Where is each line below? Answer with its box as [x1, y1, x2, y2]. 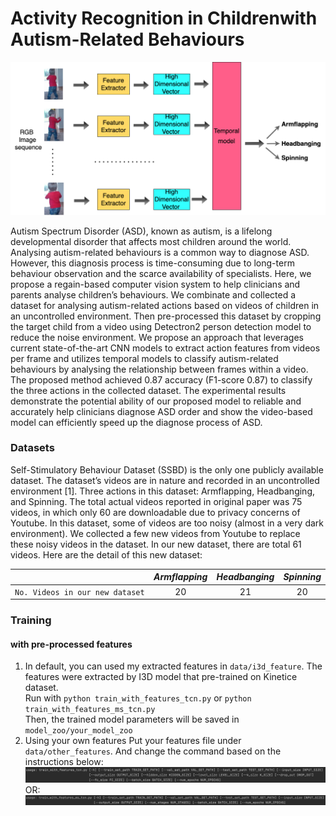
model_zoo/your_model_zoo [24, 726, 133, 736]
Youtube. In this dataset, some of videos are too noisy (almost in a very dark [10, 517, 325, 529]
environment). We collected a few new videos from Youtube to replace [10, 527, 301, 539]
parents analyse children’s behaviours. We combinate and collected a [10, 288, 297, 301]
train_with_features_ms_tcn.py [24, 705, 156, 715]
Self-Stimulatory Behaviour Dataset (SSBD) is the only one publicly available [10, 463, 324, 476]
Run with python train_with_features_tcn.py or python [24, 692, 252, 704]
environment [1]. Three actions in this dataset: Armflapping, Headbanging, [10, 485, 315, 497]
